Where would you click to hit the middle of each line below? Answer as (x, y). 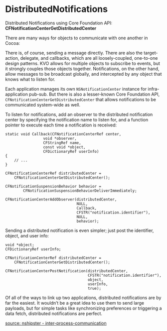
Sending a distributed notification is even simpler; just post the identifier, (80, 230)
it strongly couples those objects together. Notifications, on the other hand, (82, 69)
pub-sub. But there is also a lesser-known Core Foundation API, (94, 94)
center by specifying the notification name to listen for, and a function (77, 119)
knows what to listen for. (30, 79)
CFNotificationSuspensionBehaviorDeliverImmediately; (80, 191)
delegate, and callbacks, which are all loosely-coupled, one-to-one (89, 58)
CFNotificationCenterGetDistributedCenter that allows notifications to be (81, 99)
